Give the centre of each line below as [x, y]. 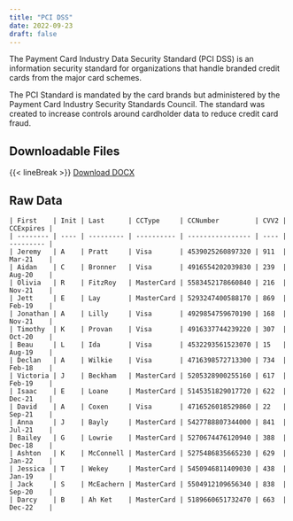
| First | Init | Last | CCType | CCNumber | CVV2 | [148, 221]
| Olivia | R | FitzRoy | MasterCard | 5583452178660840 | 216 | [148, 283]
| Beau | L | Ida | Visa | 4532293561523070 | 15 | [148, 345]
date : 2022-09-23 [41, 26]
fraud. [20, 123]
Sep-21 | [31, 415]
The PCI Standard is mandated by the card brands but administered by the [145, 95]
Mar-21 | [31, 260]
